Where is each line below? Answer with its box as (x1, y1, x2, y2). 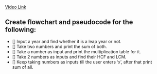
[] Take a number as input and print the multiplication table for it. (12, 48, 141, 55)
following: (5, 26, 36, 34)
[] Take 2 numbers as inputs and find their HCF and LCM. (12, 54, 126, 59)
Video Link (5, 4, 27, 10)
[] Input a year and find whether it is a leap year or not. (12, 38, 122, 44)
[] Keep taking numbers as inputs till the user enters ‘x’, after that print (12, 59, 152, 65)
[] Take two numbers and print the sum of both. (12, 44, 107, 49)
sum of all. (12, 64, 33, 70)
